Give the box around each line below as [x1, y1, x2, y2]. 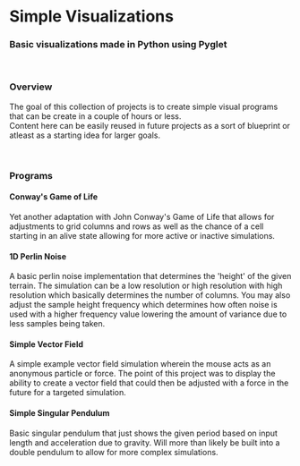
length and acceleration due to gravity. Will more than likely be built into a [9, 436, 280, 448]
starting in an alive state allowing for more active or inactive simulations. [9, 230, 276, 241]
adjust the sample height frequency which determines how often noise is [9, 300, 278, 310]
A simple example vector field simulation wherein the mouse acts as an [9, 359, 271, 369]
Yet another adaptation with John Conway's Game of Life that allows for [9, 211, 275, 222]
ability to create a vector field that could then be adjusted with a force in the [9, 377, 289, 388]
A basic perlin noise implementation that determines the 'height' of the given [9, 271, 292, 282]
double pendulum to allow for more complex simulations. [9, 446, 219, 457]
